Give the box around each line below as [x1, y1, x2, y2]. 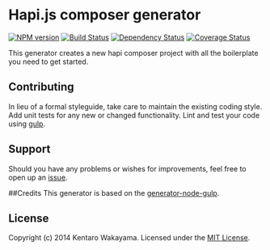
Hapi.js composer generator [8, 6, 201, 24]
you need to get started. [8, 57, 89, 66]
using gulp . [8, 119, 46, 129]
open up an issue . [8, 172, 68, 182]
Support [8, 142, 51, 156]
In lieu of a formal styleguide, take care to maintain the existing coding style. [8, 101, 263, 111]
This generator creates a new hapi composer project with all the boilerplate [8, 48, 259, 57]
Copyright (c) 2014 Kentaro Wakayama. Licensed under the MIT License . [8, 233, 251, 243]
